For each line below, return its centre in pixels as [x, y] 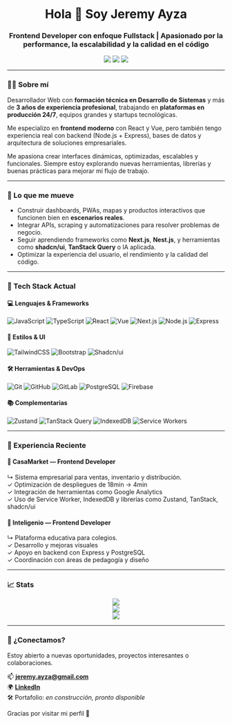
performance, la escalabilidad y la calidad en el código [116, 44]
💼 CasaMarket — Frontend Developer [61, 462]
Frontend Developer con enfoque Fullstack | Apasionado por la [116, 36]
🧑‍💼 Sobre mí [28, 84]
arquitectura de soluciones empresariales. [67, 143]
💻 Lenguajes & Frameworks [48, 303]
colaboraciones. [30, 662]
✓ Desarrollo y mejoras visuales [53, 545]
